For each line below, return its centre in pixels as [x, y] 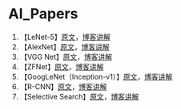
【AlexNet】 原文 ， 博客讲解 [64, 47]
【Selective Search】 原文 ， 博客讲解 [79, 96]
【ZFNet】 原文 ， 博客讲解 [62, 66]
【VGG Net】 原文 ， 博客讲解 [66, 56]
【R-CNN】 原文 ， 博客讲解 [63, 86]
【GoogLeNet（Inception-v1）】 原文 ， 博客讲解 [96, 76]
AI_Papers [43, 14]
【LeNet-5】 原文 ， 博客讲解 [65, 37]
